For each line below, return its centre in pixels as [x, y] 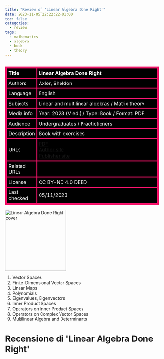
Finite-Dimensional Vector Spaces [46, 283]
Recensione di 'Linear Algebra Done [79, 339]
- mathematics [24, 37]
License [18, 182]
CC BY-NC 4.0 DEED [63, 182]
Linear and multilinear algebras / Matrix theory [92, 103]
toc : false [16, 19]
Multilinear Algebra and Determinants [50, 319]
